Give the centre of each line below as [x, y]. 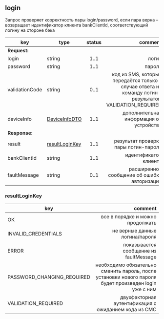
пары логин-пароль [138, 147]
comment [145, 209]
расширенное [145, 169]
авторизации [146, 181]
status [94, 42]
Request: [18, 50]
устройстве [148, 125]
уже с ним [144, 289]
